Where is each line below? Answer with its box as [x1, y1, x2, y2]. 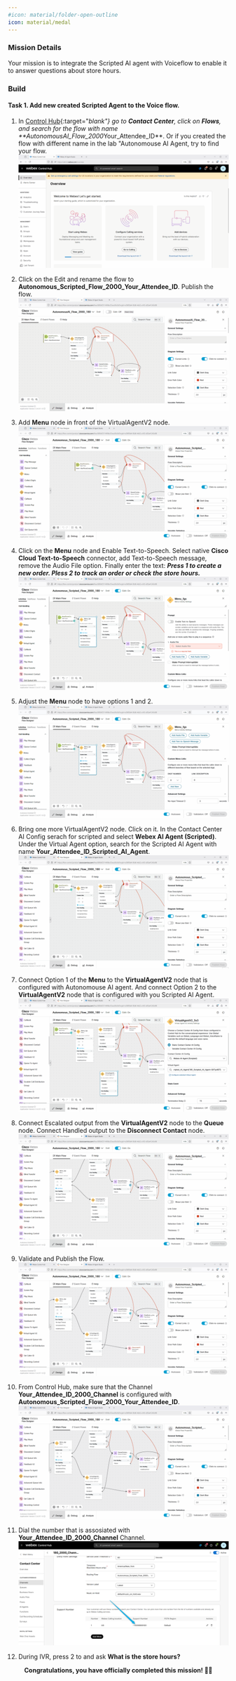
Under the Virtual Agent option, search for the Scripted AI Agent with [18, 840, 217, 848]
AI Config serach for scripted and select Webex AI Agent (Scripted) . [18, 833, 217, 841]
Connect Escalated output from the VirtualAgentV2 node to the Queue [18, 1119, 224, 1127]
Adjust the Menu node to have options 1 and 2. [18, 696, 153, 706]
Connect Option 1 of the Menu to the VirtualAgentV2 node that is [18, 975, 208, 984]
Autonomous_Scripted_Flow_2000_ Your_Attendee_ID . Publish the [18, 282, 214, 291]
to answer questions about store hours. [8, 66, 121, 74]
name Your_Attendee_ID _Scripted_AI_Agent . [18, 848, 150, 856]
